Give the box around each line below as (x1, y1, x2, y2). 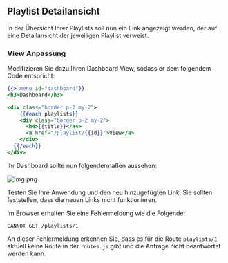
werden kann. (7, 249, 46, 257)
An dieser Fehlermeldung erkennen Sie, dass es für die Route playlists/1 (7, 235, 218, 243)
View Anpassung (7, 48, 66, 58)
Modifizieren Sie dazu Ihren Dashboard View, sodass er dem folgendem (7, 64, 211, 73)
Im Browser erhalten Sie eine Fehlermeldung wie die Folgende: (7, 209, 186, 217)
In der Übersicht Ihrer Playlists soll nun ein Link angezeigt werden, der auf (7, 24, 218, 32)
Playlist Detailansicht (7, 6, 100, 17)
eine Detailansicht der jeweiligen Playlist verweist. (7, 31, 149, 39)
